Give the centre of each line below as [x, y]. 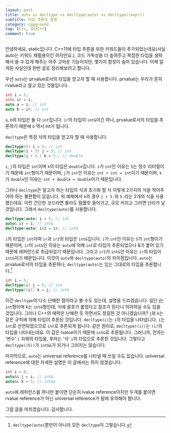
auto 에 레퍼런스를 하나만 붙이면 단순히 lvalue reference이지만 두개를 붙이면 [80, 392]
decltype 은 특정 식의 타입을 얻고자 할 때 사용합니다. [56, 137]
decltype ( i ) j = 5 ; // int [34, 285]
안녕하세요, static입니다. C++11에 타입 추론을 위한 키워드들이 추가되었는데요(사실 [85, 49]
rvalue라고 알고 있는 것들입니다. [37, 85]
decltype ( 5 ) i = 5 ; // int [34, 147]
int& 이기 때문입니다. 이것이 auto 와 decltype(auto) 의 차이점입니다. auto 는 [79, 258]
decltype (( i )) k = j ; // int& [37, 290]
